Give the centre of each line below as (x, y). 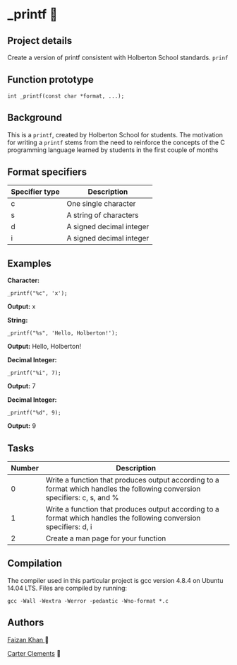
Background (35, 118)
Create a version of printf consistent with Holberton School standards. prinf (118, 57)
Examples (29, 264)
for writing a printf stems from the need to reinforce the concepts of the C (116, 142)
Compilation (35, 563)
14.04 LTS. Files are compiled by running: (67, 588)
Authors (26, 623)
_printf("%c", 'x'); (38, 294)
